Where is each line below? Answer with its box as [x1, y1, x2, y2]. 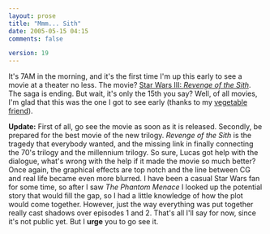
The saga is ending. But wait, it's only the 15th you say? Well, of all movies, [8, 89, 258, 98]
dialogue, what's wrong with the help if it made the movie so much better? [8, 156, 256, 167]
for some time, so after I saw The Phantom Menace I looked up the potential [8, 182, 263, 192]
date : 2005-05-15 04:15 [8, 27, 89, 35]
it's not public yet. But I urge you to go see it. [8, 217, 159, 227]
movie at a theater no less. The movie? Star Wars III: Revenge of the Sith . [8, 80, 251, 90]
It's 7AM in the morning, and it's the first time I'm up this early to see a [8, 71, 242, 81]
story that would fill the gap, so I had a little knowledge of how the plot [8, 191, 243, 201]
